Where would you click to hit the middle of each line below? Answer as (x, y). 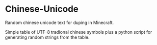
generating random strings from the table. (47, 37)
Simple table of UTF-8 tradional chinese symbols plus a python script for (78, 32)
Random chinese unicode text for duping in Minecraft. (60, 22)
